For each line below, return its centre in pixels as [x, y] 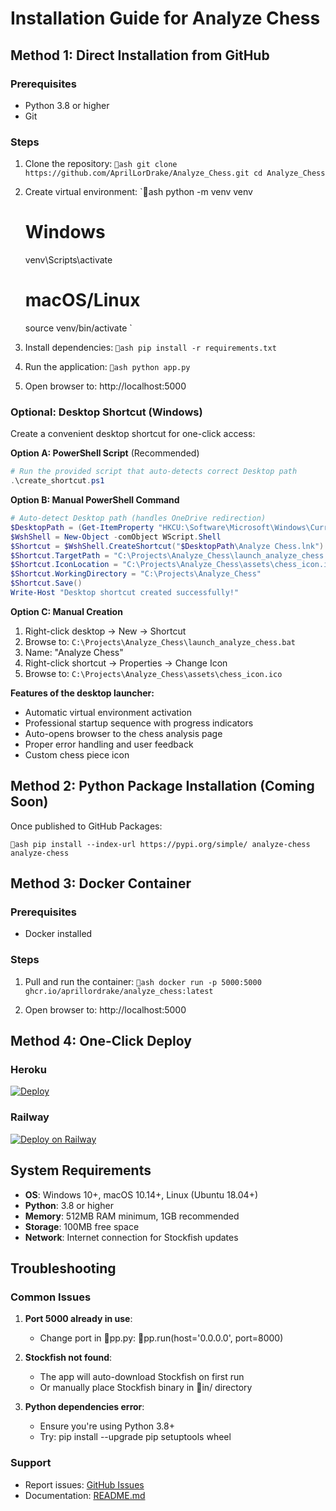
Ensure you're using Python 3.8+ [107, 1426]
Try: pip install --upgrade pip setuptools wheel [135, 1437]
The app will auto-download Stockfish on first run [142, 1377]
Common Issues [51, 1297]
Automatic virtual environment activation [108, 712]
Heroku [28, 1070]
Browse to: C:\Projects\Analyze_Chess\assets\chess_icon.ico [153, 673]
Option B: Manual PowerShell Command [95, 500]
